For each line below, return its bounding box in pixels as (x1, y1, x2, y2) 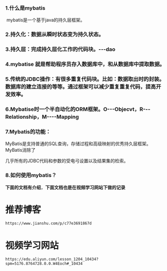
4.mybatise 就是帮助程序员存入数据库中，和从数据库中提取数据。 (5, 61, 165, 68)
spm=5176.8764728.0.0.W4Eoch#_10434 (5, 261, 83, 266)
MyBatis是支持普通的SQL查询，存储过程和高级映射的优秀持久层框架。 (5, 141, 151, 147)
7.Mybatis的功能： (5, 128, 51, 135)
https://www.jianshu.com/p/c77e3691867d (5, 221, 92, 226)
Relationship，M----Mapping (5, 113, 79, 120)
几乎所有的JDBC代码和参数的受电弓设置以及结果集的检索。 (5, 158, 128, 164)
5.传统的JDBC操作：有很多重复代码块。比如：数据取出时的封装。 (5, 75, 165, 82)
